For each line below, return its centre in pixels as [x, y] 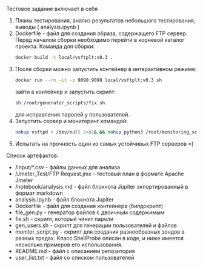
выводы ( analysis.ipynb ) [47, 27]
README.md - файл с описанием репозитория [75, 251]
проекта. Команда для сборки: [55, 46]
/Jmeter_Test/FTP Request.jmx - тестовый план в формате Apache [99, 174]
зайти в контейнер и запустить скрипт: [65, 92]
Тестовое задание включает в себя [52, 9]
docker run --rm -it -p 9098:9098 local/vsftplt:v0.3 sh [88, 80]
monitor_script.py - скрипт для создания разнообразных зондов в [100, 232]
